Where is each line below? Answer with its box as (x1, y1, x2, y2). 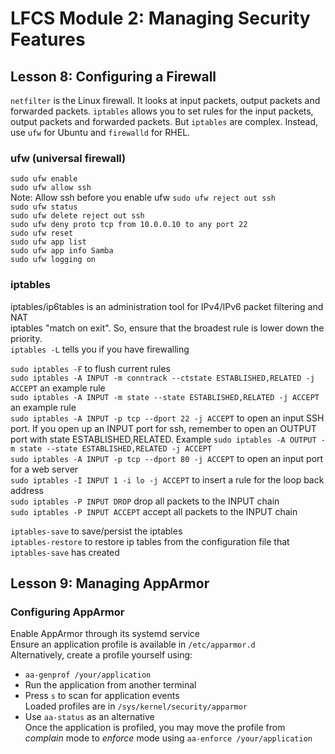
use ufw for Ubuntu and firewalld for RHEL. (10, 127, 191, 138)
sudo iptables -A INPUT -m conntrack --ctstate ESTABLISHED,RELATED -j (10, 373, 315, 383)
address (10, 484, 44, 496)
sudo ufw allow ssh (10, 183, 92, 193)
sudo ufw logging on (10, 255, 97, 265)
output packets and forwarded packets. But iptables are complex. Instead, (10, 116, 319, 127)
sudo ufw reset (10, 228, 74, 239)
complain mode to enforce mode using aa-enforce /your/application (24, 732, 313, 744)
